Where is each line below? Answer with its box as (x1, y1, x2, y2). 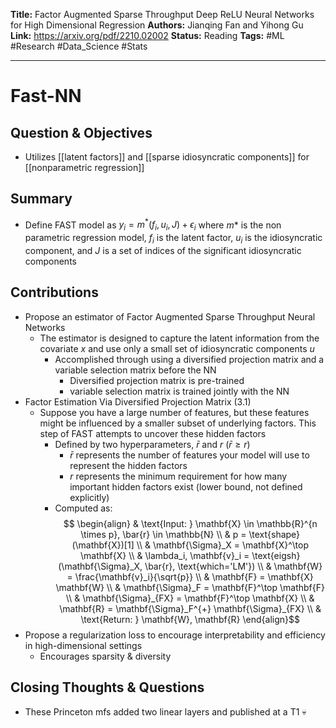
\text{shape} (248, 528, 301, 540)
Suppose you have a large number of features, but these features (39, 406, 310, 418)
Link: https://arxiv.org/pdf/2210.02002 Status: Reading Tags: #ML (10, 30, 285, 41)
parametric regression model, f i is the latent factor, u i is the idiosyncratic (24, 232, 323, 246)
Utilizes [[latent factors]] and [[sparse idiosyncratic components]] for (24, 151, 310, 163)
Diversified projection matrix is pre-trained (69, 374, 245, 386)
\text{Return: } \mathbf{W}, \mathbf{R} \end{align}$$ (80, 613, 300, 625)
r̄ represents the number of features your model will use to (69, 449, 310, 461)
